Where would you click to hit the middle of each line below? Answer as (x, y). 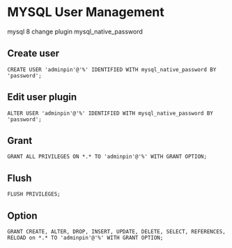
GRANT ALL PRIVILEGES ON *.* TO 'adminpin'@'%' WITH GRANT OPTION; (107, 157)
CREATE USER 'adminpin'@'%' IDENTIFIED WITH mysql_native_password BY (112, 70)
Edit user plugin (42, 97)
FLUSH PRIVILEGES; (34, 194)
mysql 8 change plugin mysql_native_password (75, 31)
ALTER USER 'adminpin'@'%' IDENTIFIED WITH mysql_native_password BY (110, 113)
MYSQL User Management (86, 12)
